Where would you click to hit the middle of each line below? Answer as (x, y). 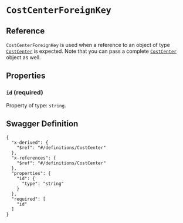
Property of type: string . (36, 105)
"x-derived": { (30, 143)
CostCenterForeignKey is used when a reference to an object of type (88, 45)
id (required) (25, 93)
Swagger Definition (42, 124)
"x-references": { (34, 158)
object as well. (23, 57)
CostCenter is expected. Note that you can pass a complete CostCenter (91, 51)
